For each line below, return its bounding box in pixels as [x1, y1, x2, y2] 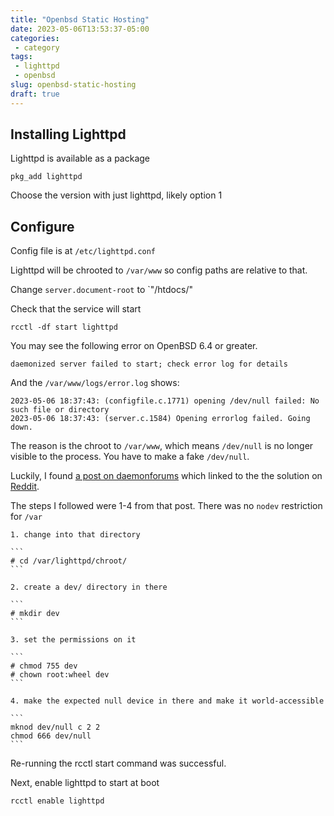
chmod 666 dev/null [10, 731, 92, 741]
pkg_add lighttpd [10, 172, 83, 182]
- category [14, 42, 60, 53]
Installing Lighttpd [10, 126, 127, 143]
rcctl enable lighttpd [10, 796, 105, 806]
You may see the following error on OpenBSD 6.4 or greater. [10, 340, 258, 352]
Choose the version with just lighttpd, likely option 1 [10, 189, 223, 201]
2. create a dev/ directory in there [10, 582, 168, 593]
